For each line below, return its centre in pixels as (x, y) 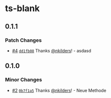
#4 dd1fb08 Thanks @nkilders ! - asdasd (51, 50)
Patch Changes (24, 40)
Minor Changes (24, 80)
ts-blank (22, 8)
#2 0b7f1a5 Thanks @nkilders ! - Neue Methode (59, 90)
